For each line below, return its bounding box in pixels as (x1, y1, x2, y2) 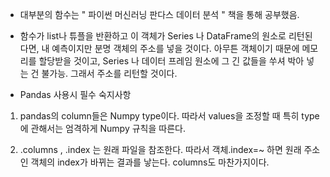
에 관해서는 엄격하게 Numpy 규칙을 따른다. (19, 123, 186, 134)
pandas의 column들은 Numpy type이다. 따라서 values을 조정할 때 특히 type (19, 110, 320, 122)
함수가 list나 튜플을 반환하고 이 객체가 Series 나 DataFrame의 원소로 (19, 30, 287, 42)
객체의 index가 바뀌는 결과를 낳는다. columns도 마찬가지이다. (30, 156, 270, 168)
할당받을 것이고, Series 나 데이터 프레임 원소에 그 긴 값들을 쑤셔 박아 (38, 55, 305, 67)
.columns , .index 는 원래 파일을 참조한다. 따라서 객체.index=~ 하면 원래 (19, 144, 302, 155)
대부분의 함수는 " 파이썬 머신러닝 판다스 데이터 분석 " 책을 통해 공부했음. (19, 9, 300, 20)
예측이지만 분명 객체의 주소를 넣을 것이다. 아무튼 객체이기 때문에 (51, 43, 300, 54)
